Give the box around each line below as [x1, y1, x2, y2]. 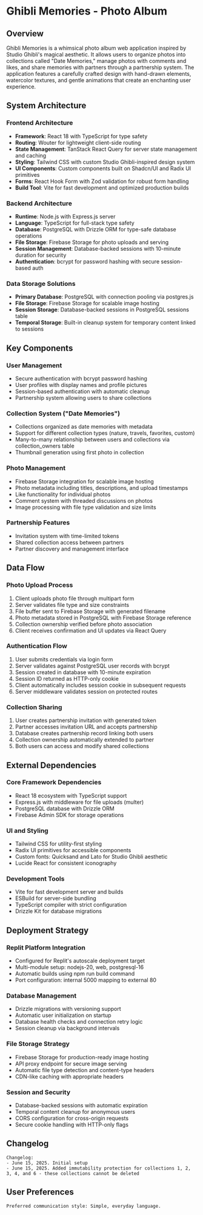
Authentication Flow [6, 642, 68, 651]
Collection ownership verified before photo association [15, 620, 153, 627]
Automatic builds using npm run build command [15, 970, 135, 978]
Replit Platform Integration [6, 943, 86, 952]
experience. [6, 83, 36, 90]
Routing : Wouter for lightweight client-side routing [15, 139, 141, 146]
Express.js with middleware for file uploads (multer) [15, 798, 144, 806]
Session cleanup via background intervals [15, 1025, 120, 1032]
